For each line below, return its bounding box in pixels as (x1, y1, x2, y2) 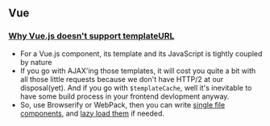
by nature (19, 57, 52, 67)
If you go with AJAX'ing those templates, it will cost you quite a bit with (19, 66, 256, 75)
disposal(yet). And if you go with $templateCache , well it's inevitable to (19, 83, 252, 92)
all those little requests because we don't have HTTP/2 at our (19, 74, 224, 83)
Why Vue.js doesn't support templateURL (8, 30, 175, 42)
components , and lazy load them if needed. (19, 108, 165, 118)
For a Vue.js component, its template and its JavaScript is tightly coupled (19, 48, 263, 59)
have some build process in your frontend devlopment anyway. (19, 91, 230, 101)
